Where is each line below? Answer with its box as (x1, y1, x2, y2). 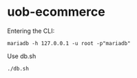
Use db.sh (7, 52, 36, 60)
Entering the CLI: (7, 27, 55, 35)
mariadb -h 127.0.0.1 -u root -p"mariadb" (7, 40, 131, 47)
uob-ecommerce (7, 4, 105, 20)
